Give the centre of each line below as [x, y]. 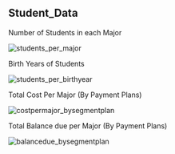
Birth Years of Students [47, 63]
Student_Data [43, 13]
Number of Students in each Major [65, 32]
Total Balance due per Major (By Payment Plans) [88, 126]
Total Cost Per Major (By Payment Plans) [75, 95]
